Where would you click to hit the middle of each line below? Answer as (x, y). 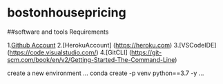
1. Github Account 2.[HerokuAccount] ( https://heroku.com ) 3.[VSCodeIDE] (112, 45)
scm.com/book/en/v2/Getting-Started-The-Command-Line (91, 59)
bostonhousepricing (67, 13)
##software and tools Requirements (58, 32)
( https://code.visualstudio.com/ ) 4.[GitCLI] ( (69, 52)
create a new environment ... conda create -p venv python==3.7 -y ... (106, 73)
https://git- (146, 52)
